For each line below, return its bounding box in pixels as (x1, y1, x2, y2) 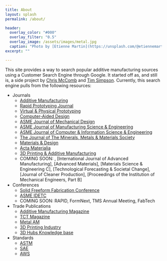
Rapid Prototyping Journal (19, 102, 74, 108)
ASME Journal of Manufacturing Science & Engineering (19, 124, 133, 130)
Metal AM (19, 219, 40, 225)
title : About (5, 7, 32, 12)
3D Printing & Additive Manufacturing (19, 150, 96, 156)
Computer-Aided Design (19, 113, 70, 119)
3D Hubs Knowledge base (19, 229, 74, 235)
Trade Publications (12, 203, 51, 209)
